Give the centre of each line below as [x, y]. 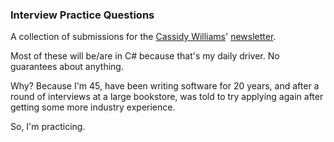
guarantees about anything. [67, 67]
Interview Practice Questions [82, 15]
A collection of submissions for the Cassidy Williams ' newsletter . [143, 37]
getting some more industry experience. [93, 107]
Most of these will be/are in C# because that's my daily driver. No [145, 56]
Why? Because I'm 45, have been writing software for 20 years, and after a [165, 86]
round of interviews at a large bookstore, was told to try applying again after [167, 97]
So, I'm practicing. [48, 127]
